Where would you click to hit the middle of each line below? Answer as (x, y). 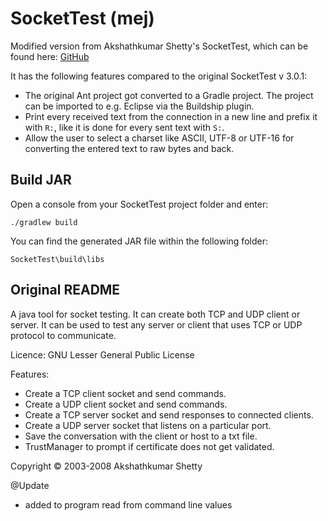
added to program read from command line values (128, 504)
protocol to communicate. (63, 335)
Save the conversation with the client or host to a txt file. (141, 436)
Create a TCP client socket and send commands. (125, 393)
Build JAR (41, 180)
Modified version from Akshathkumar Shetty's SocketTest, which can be (159, 46)
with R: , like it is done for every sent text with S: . (124, 127)
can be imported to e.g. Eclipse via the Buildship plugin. (139, 106)
